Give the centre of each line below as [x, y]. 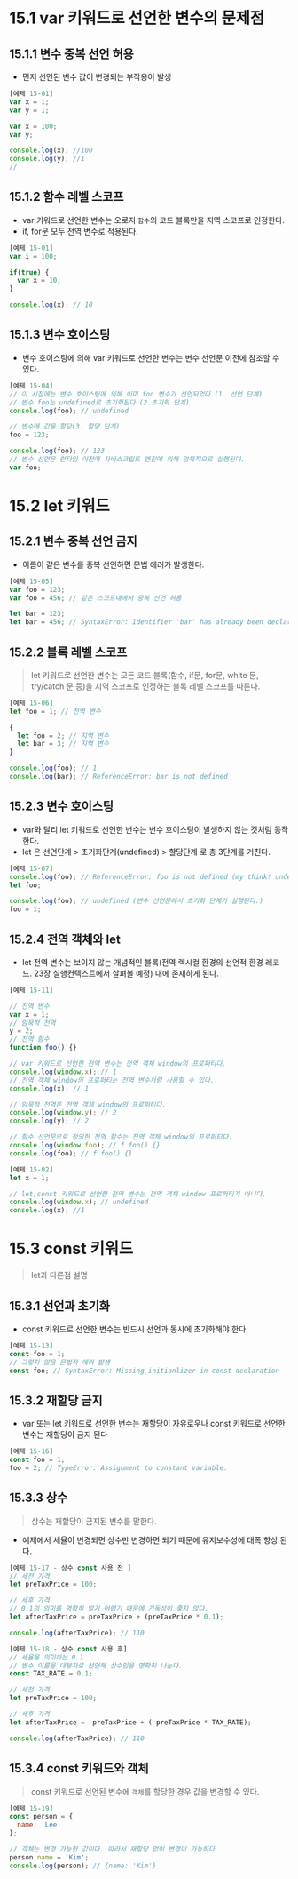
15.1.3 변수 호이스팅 [60, 335]
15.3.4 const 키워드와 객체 [79, 1768]
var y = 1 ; [29, 110]
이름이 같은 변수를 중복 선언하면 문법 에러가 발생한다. [113, 564]
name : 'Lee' [39, 1825]
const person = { [41, 1817]
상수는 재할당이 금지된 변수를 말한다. [94, 1521]
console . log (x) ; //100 [51, 151]
